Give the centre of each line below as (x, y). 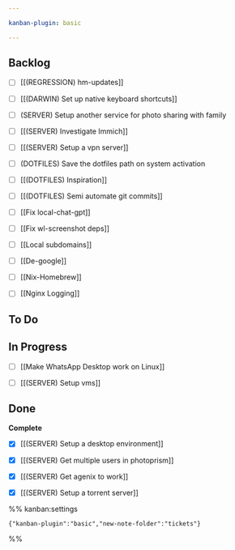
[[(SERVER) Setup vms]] (60, 382)
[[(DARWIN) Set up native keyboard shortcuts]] (98, 99)
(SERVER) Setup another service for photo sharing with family (123, 115)
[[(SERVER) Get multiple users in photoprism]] (97, 460)
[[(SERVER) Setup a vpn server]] (74, 147)
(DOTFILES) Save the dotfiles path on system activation (113, 164)
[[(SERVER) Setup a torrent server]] (79, 492)
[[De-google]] (43, 261)
